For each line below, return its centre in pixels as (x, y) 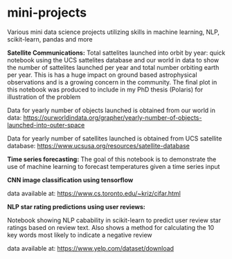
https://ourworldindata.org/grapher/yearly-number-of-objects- (113, 117)
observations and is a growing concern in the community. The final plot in (112, 82)
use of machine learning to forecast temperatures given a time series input (114, 166)
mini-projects (47, 13)
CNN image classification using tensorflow (70, 180)
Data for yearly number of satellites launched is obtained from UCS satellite (115, 138)
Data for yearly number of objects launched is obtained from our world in (111, 110)
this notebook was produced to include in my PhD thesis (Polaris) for (105, 89)
